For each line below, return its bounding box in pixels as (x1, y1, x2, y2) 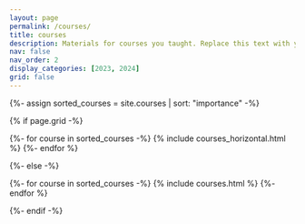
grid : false (9, 73, 54, 82)
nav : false (9, 47, 51, 56)
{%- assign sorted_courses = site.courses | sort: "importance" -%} (9, 97, 261, 108)
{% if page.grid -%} (9, 115, 84, 126)
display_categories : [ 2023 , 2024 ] (9, 65, 141, 74)
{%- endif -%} (9, 205, 64, 216)
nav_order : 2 (9, 56, 59, 65)
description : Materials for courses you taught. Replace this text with (9, 38, 290, 48)
